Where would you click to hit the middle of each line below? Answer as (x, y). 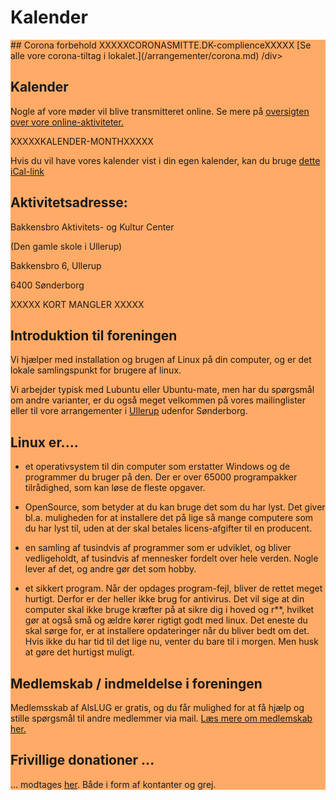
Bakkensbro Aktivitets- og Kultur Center (92, 227)
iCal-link (27, 171)
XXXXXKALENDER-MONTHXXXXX (82, 141)
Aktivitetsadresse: (69, 202)
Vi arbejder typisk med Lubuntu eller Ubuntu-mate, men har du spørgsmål (162, 390)
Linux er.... (44, 442)
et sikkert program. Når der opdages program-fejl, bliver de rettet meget (173, 588)
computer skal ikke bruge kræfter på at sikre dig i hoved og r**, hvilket (169, 610)
